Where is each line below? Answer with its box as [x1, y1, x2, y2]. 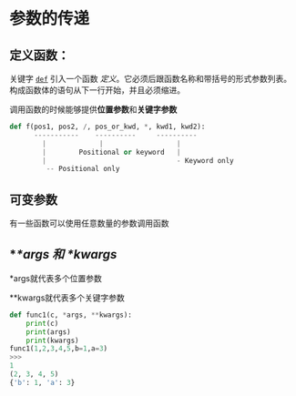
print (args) [26, 327, 71, 337]
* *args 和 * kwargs [9, 247, 117, 262]
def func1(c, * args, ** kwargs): [9, 310, 132, 320]
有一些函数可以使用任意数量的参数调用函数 [9, 218, 169, 228]
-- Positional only [46, 165, 120, 174]
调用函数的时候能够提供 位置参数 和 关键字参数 [9, 104, 178, 115]
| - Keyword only [42, 156, 234, 165]
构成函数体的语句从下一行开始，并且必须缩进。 [9, 85, 185, 96]
